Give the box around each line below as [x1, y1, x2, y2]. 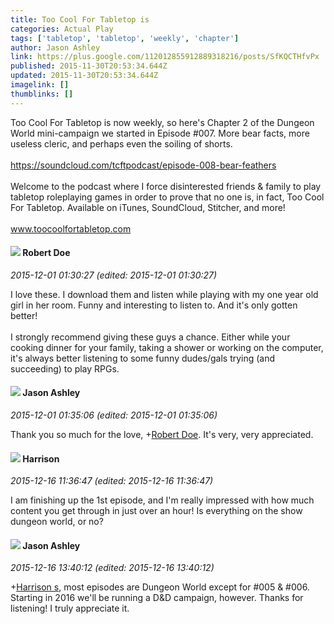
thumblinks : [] [10, 89, 74, 99]
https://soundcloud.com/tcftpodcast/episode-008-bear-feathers [10, 159, 277, 171]
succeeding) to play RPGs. [10, 362, 120, 375]
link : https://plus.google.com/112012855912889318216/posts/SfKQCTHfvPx [10, 52, 320, 62]
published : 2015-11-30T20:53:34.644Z [10, 61, 168, 71]
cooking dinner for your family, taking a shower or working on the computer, [10, 341, 324, 353]
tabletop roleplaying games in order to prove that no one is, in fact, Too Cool [10, 191, 325, 203]
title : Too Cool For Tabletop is [10, 14, 150, 25]
